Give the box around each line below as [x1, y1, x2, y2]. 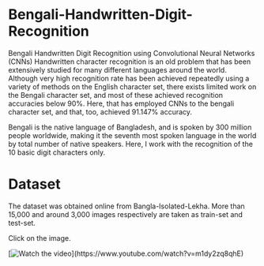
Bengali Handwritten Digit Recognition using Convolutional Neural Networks [8, 48, 255, 58]
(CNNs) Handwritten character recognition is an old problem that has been [8, 57, 251, 66]
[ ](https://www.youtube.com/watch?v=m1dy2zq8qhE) [8, 249, 244, 258]
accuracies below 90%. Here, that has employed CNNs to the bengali [8, 99, 235, 108]
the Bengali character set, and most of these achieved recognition [8, 90, 224, 99]
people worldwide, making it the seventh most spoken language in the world [8, 130, 257, 140]
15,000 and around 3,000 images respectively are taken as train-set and [8, 209, 243, 219]
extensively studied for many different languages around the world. [8, 65, 227, 74]
